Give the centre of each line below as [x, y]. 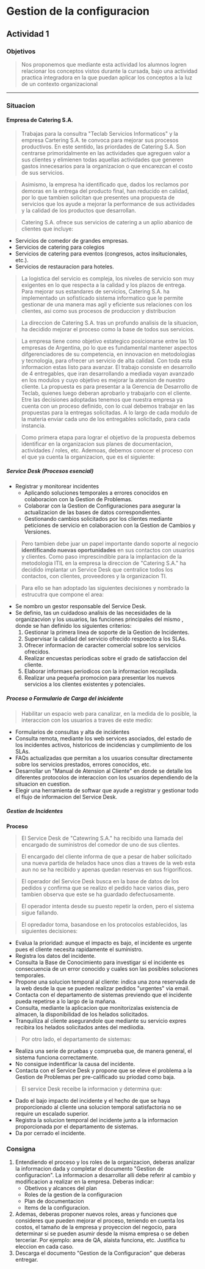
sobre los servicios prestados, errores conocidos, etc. [83, 764]
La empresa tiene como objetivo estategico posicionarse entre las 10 [107, 341]
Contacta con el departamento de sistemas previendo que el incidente [103, 995]
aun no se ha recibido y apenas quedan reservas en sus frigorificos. [107, 869]
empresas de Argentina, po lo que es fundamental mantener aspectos [109, 348]
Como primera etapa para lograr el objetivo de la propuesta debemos [108, 437]
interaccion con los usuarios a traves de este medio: [87, 720]
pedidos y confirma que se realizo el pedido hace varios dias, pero [105, 888]
